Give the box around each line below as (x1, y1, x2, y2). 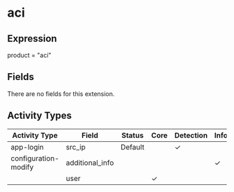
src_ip (65, 142, 86, 152)
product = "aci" (7, 51, 52, 59)
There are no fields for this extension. (7, 89, 115, 98)
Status (121, 130, 144, 140)
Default (120, 142, 145, 152)
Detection (174, 130, 208, 140)
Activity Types (7, 110, 72, 122)
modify (10, 162, 34, 172)
